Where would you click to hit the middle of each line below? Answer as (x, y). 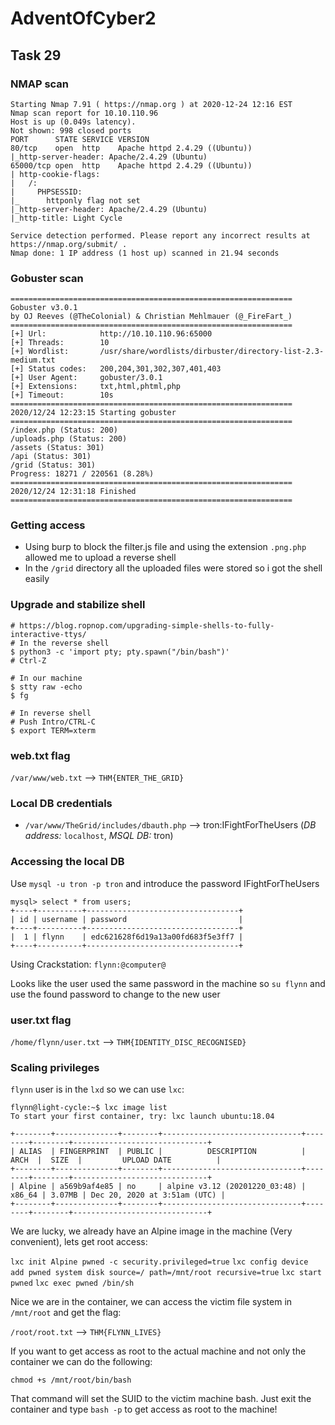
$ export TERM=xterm (53, 730)
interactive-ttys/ (48, 634)
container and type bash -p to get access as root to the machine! (144, 1409)
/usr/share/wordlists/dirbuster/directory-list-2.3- (212, 352)
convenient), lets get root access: (79, 1242)
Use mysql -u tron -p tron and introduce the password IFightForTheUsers (165, 883)
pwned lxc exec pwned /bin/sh (72, 1283)
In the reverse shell (64, 643)
